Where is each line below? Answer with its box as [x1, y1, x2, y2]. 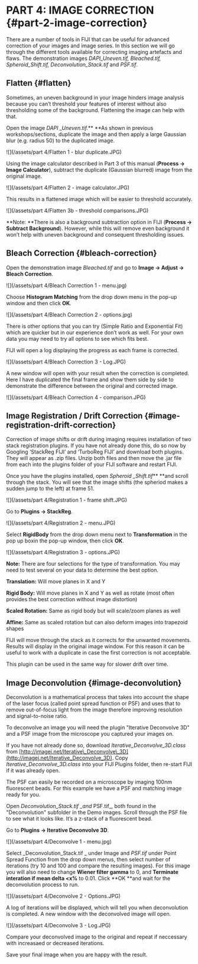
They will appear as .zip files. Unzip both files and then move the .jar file [6, 455, 182, 462]
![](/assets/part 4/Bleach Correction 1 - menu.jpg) [6, 282, 127, 289]
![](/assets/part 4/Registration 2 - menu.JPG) [6, 519, 116, 526]
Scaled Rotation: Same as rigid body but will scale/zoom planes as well [6, 607, 181, 614]
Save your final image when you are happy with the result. [6, 951, 148, 958]
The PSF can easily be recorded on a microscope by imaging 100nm [6, 778, 173, 786]
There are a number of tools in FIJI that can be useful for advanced [6, 36, 170, 43]
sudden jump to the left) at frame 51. [6, 485, 95, 492]
